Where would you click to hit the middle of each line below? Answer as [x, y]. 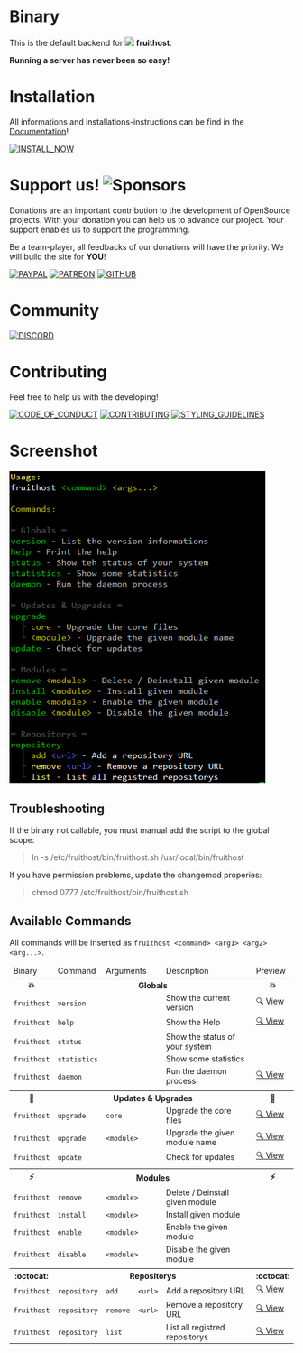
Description [187, 971]
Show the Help [193, 1022]
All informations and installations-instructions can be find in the [127, 121]
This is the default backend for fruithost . [91, 42]
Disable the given [198, 1249]
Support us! [55, 185]
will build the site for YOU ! [58, 256]
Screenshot [54, 451]
